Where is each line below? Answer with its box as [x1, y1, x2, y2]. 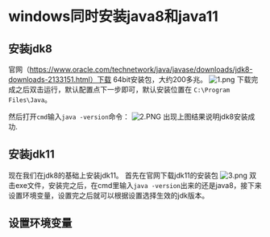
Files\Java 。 [8, 95, 52, 104]
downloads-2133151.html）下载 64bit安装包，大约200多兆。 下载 [8, 75, 251, 84]
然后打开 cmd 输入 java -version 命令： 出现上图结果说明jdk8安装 [8, 112, 248, 121]
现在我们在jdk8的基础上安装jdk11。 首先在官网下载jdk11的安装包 [8, 170, 219, 180]
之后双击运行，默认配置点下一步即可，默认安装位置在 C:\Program [15, 85, 231, 94]
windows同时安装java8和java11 [8, 7, 219, 26]
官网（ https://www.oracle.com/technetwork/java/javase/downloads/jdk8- [8, 65, 253, 74]
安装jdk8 [8, 42, 52, 55]
